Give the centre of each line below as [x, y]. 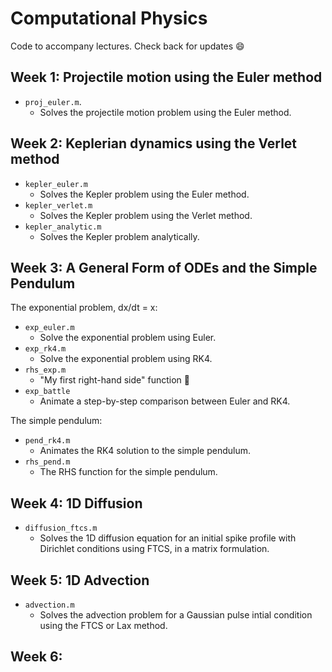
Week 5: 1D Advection [80, 580]
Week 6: [36, 657]
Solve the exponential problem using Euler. [128, 338]
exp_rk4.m [45, 349]
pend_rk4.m [47, 441]
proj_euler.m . [53, 101]
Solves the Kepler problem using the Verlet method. [146, 215]
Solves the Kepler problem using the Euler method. [144, 194]
